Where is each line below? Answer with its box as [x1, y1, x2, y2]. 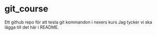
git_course [4, 3, 48, 14]
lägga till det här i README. [4, 24, 59, 30]
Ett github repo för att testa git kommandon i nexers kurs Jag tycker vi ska [4, 19, 152, 25]
